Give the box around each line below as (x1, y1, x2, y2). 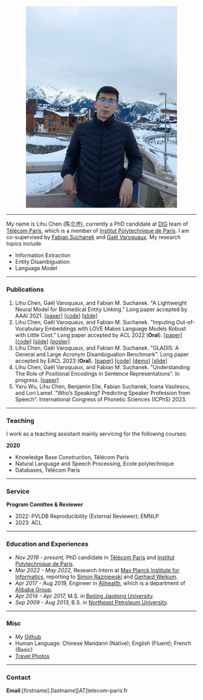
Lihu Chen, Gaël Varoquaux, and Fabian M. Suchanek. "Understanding (14, 363, 190, 371)
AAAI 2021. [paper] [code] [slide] (14, 312, 98, 319)
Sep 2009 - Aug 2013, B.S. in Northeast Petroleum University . (14, 598, 169, 606)
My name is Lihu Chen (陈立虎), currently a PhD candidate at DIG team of (6, 220, 188, 227)
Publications (6, 286, 44, 294)
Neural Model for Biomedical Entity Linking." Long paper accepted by (14, 306, 188, 313)
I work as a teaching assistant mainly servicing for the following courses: (6, 430, 187, 437)
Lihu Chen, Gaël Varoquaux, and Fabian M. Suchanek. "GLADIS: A (14, 344, 179, 352)
